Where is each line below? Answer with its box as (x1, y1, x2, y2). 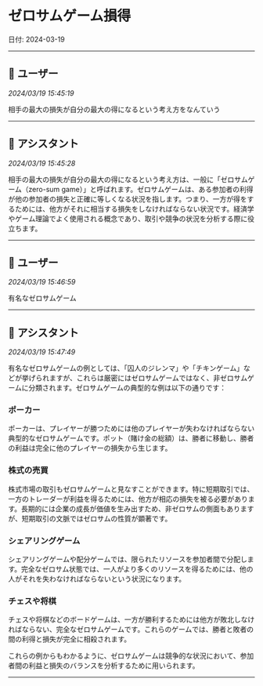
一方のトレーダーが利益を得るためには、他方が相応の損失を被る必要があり (8, 494, 248, 503)
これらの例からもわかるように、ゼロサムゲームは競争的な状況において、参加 (8, 652, 254, 661)
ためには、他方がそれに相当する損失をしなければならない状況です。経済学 (14, 204, 254, 213)
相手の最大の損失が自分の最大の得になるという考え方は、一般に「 (8, 174, 221, 184)
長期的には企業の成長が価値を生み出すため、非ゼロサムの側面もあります (20, 503, 254, 514)
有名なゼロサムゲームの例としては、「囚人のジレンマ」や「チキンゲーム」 (8, 364, 244, 373)
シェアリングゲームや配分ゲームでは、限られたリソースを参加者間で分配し (8, 554, 248, 564)
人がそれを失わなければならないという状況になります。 (8, 574, 186, 584)
